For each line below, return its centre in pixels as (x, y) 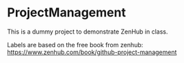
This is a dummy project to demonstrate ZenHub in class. (88, 32)
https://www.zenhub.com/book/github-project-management (92, 52)
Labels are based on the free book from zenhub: (75, 45)
